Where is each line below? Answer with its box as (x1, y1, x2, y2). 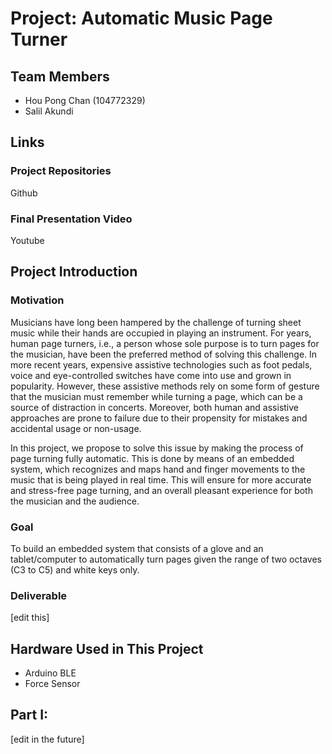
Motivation (10, 293, 65, 307)
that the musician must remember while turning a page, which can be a (10, 390, 303, 402)
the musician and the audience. (10, 495, 140, 507)
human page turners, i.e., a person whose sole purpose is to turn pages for (10, 337, 320, 349)
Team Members (10, 68, 110, 85)
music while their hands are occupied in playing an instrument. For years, (10, 327, 312, 339)
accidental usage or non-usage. (10, 422, 142, 434)
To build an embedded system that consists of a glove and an (10, 542, 264, 554)
